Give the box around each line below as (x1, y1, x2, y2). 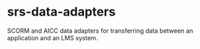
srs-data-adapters (7, 4, 116, 20)
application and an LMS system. (7, 33, 99, 42)
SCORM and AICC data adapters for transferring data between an (7, 27, 193, 35)
